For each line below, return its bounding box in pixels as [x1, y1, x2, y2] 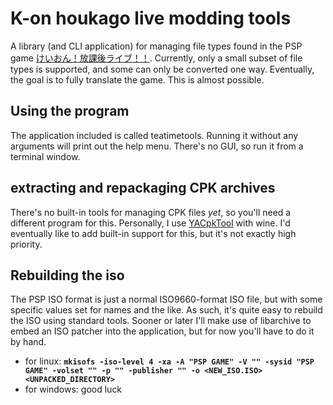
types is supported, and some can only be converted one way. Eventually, [10, 63, 315, 75]
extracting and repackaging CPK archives [10, 180, 276, 197]
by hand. [10, 336, 47, 348]
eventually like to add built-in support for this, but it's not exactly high [10, 227, 297, 239]
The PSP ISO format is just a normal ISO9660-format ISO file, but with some [10, 293, 323, 306]
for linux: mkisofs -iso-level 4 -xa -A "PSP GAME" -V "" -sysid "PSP [24, 355, 315, 367]
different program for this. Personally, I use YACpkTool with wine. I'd [10, 217, 291, 229]
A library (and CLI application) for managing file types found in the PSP [10, 40, 303, 52]
